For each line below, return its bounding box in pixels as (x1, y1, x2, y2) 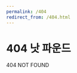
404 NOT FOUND (6, 62, 50, 69)
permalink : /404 (6, 8, 47, 15)
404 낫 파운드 (6, 42, 72, 55)
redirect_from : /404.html (6, 14, 70, 20)
